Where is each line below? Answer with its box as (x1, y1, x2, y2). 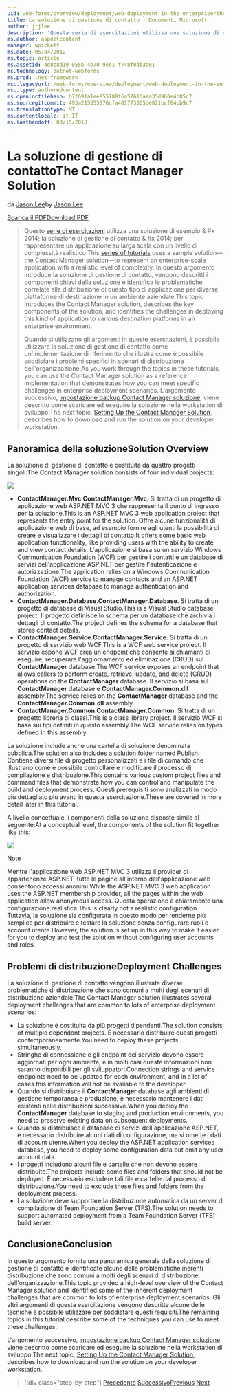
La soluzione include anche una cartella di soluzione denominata (7, 742, 190, 750)
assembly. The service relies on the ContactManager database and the (16, 692, 219, 700)
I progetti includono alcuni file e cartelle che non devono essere (16, 1160, 198, 1169)
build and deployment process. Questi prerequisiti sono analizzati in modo (7, 785, 217, 794)
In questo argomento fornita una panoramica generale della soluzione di (7, 1256, 211, 1265)
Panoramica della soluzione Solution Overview (7, 443, 209, 454)
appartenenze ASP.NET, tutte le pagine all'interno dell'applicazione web (7, 875, 211, 884)
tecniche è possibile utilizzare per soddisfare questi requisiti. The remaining (7, 1308, 220, 1316)
